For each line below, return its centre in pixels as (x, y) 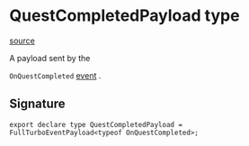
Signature (37, 104)
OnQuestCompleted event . (55, 75)
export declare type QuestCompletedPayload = (96, 124)
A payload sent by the (50, 58)
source (22, 41)
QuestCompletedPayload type (124, 16)
